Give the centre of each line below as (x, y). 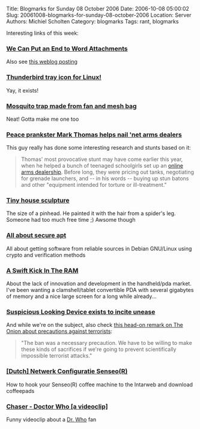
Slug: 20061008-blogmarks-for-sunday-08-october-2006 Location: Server (99, 15)
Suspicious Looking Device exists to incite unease (81, 312)
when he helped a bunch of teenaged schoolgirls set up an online (102, 166)
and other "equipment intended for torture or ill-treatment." (94, 185)
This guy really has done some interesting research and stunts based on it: (98, 148)
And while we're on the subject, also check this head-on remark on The (95, 325)
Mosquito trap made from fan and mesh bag (71, 106)
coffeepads (20, 391)
